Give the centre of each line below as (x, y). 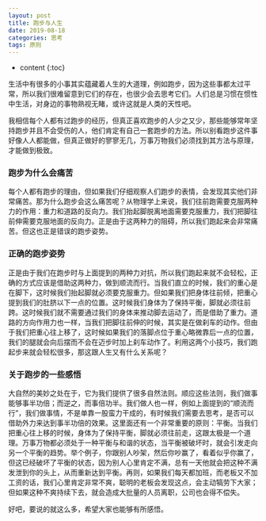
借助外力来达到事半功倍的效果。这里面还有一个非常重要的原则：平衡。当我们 (133, 423)
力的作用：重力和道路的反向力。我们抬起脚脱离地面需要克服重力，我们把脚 (129, 212)
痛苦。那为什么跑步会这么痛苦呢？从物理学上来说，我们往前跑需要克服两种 (136, 201)
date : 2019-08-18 (37, 30)
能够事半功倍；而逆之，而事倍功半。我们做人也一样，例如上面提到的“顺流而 (131, 403)
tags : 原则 (25, 45)
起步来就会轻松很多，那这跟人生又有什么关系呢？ (88, 352)
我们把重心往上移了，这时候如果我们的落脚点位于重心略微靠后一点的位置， (136, 332)
